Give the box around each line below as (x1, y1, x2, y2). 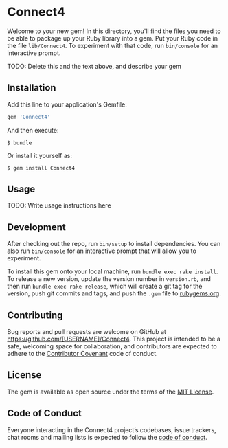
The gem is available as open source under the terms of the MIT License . (7, 388, 214, 396)
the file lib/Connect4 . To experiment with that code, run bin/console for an (7, 41, 218, 49)
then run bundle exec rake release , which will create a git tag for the (7, 282, 203, 291)
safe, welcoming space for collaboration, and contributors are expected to (7, 342, 218, 350)
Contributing (7, 309, 63, 321)
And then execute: (7, 126, 59, 134)
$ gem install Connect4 (7, 164, 76, 172)
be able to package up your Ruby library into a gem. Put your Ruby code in (7, 34, 218, 42)
